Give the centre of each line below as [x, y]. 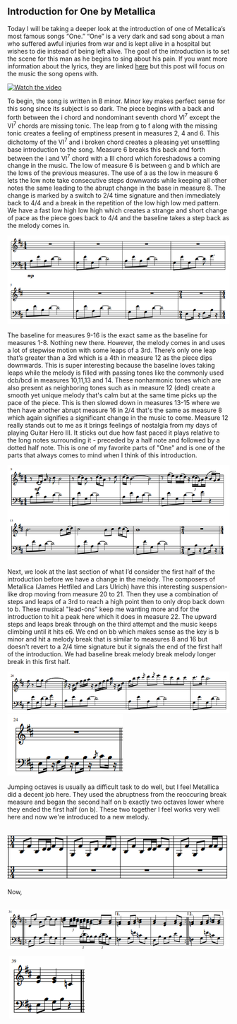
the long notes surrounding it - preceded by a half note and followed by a [114, 440]
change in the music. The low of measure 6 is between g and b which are [114, 166]
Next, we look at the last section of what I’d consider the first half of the [111, 572]
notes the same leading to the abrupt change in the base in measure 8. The [116, 188]
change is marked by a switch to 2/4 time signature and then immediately [114, 195]
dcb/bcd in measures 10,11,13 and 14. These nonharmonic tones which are [114, 380]
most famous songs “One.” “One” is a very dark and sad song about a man [116, 36]
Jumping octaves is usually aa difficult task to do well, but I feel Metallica [113, 787]
